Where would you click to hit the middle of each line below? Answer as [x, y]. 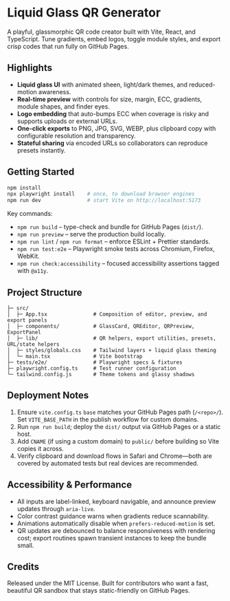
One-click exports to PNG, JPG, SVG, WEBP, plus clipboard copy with [116, 128]
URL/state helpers [33, 345]
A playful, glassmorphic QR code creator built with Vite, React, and [101, 32]
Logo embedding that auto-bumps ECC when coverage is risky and [113, 113]
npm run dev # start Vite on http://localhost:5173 [104, 201]
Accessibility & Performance [70, 485]
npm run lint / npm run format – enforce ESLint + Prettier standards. [114, 241]
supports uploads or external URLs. [67, 121]
